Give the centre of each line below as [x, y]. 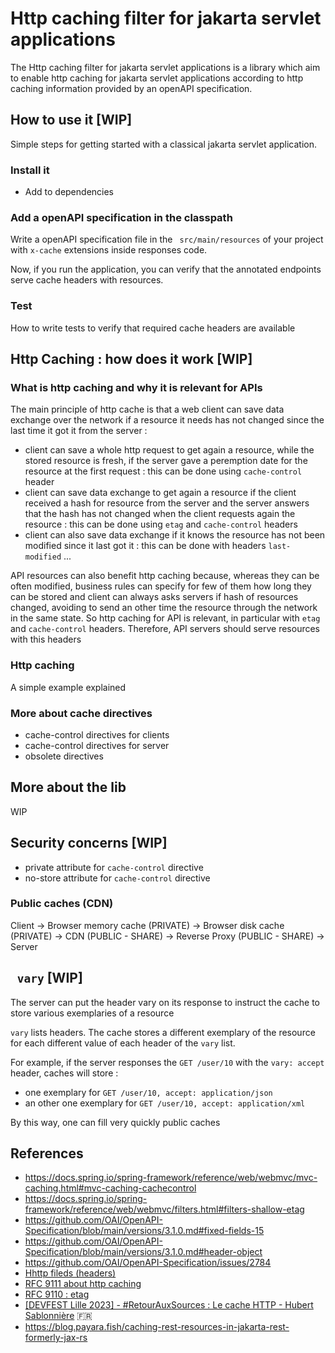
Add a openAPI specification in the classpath [121, 217]
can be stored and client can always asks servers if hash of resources [154, 597]
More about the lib [68, 787]
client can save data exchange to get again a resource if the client [160, 493]
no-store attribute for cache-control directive [117, 878]
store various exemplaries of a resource [92, 1013]
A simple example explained [68, 687]
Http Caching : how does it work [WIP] [131, 359]
